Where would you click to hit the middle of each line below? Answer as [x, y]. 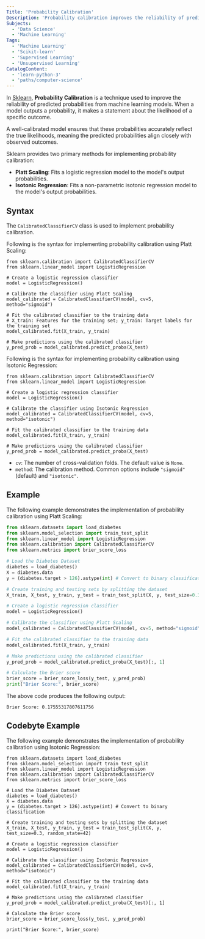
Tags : [13, 40]
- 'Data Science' [34, 29]
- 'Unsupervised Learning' [46, 63]
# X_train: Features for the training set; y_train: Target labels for [99, 321]
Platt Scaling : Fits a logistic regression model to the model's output [100, 173]
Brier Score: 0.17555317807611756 [50, 707]
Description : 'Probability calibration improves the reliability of [95, 18]
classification [26, 812]
